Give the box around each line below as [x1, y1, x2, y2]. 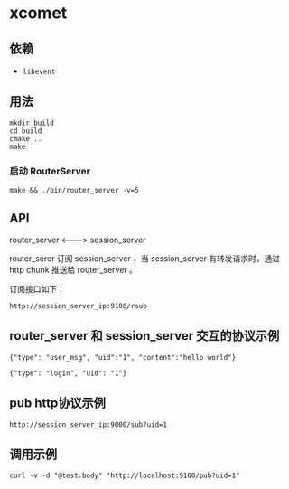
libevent [22, 67, 56, 76]
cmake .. [9, 134, 42, 143]
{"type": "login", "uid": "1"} [9, 369, 127, 378]
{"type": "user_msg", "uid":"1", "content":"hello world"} [9, 353, 237, 362]
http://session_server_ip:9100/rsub [9, 301, 147, 310]
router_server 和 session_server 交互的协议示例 [9, 328, 280, 343]
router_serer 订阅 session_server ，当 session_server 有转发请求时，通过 [9, 252, 281, 264]
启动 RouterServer [9, 165, 90, 177]
